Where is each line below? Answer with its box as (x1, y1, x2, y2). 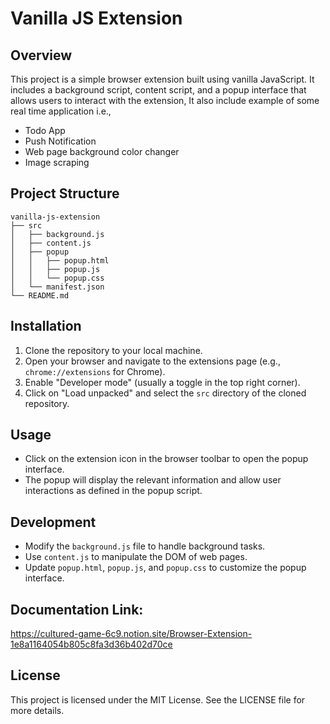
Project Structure (10, 185, 120, 202)
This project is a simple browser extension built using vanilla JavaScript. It (10, 73, 315, 85)
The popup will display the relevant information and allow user (24, 474, 282, 486)
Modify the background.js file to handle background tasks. (24, 540, 266, 552)
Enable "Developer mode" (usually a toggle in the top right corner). (24, 376, 301, 388)
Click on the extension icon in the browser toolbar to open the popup (24, 453, 309, 465)
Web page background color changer (24, 146, 180, 157)
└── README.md (10, 290, 70, 301)
